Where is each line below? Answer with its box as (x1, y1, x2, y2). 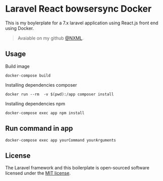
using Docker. (5, 25, 34, 31)
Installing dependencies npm (5, 100, 66, 106)
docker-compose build (5, 73, 51, 78)
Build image (5, 63, 30, 69)
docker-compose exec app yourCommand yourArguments (5, 137, 116, 142)
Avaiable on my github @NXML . (17, 35, 84, 41)
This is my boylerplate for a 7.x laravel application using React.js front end (5, 20, 158, 26)
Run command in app (5, 124, 73, 133)
